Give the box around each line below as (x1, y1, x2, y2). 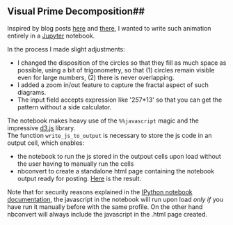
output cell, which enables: (7, 139, 85, 147)
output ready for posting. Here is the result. (17, 174, 142, 183)
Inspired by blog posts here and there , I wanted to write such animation (7, 24, 211, 32)
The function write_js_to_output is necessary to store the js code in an (7, 131, 212, 139)
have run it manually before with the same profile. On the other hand (7, 202, 203, 211)
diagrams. (17, 88, 47, 96)
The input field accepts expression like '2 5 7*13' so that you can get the (17, 95, 223, 104)
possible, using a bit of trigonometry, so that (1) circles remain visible (17, 65, 215, 74)
